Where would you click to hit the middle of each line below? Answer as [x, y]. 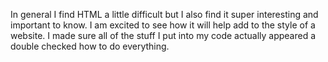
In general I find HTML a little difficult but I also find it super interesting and [164, 14]
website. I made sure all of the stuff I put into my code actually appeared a [163, 35]
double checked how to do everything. [90, 46]
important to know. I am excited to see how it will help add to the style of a [163, 25]
